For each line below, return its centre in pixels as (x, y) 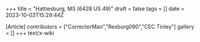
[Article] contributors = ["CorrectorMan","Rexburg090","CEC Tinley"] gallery (100, 27)
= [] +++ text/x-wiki (30, 33)
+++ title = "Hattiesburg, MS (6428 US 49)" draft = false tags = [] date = (95, 9)
